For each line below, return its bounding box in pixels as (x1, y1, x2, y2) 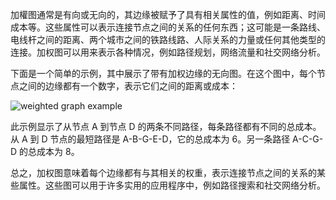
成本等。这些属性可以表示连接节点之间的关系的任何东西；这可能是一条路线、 (10, 21, 326, 33)
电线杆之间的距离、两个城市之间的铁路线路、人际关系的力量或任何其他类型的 (10, 34, 326, 45)
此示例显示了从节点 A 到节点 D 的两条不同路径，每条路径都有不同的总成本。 (10, 121, 322, 132)
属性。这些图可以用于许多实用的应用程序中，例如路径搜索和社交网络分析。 (18, 179, 326, 191)
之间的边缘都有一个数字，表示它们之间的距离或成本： (18, 80, 238, 92)
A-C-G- (292, 133, 324, 145)
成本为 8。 (36, 146, 80, 157)
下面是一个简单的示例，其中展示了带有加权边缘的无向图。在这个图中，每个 (10, 68, 317, 79)
